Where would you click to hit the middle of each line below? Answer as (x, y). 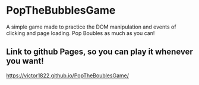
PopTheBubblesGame (61, 10)
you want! (25, 61)
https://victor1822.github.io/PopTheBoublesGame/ (68, 75)
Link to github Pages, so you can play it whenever (99, 52)
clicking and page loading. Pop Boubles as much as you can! (80, 33)
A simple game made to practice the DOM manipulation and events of (91, 27)
